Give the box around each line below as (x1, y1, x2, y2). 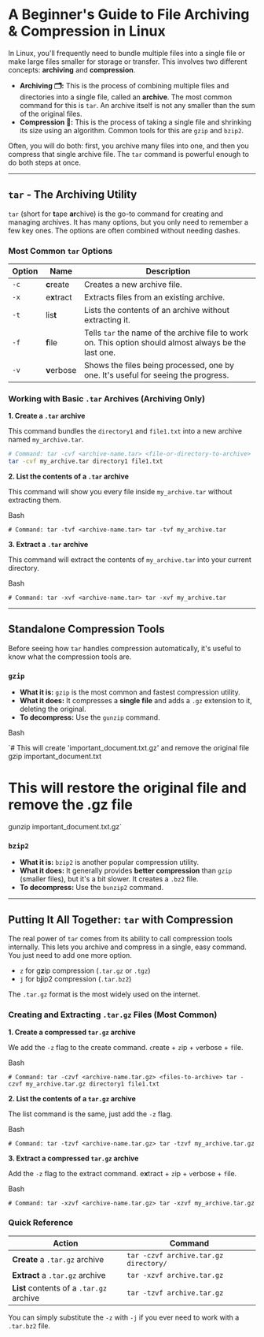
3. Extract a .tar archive (8, 540, 89, 549)
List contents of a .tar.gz (12, 1283, 108, 1294)
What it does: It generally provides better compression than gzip (19, 866, 233, 876)
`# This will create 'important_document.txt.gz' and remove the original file (8, 743, 250, 753)
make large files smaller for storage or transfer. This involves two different (8, 57, 247, 66)
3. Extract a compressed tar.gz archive (8, 1153, 139, 1163)
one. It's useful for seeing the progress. (83, 370, 229, 381)
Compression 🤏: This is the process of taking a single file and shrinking (19, 117, 251, 127)
